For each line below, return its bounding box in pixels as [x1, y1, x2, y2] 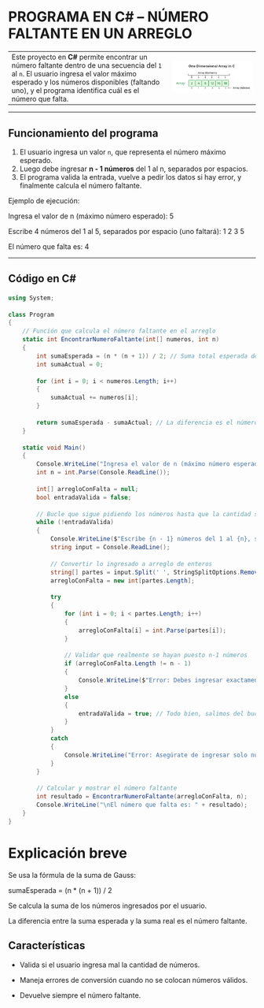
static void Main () [22, 444, 86, 452]
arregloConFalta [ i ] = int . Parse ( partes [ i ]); [78, 627, 226, 634]
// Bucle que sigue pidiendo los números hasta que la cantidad [36, 510, 251, 518]
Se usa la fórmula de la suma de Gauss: [8, 870, 136, 880]
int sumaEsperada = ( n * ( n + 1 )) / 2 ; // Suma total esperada [36, 351, 248, 360]
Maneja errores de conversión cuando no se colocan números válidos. [19, 975, 248, 984]
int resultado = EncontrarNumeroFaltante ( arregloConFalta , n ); [36, 793, 247, 801]
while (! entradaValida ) [36, 519, 114, 526]
